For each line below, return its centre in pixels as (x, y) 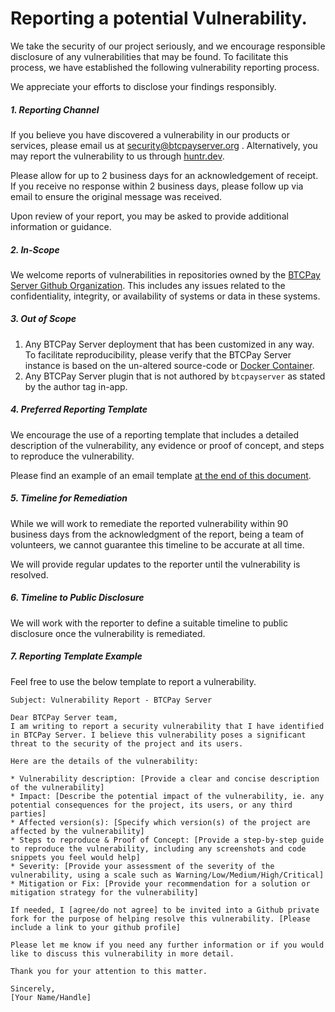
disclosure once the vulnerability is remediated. (108, 633)
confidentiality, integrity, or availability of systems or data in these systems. (165, 296)
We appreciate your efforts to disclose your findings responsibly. (143, 86)
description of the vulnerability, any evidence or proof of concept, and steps (167, 445)
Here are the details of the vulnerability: (104, 761)
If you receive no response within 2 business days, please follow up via (157, 186)
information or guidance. (61, 226)
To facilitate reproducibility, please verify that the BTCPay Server (158, 354)
